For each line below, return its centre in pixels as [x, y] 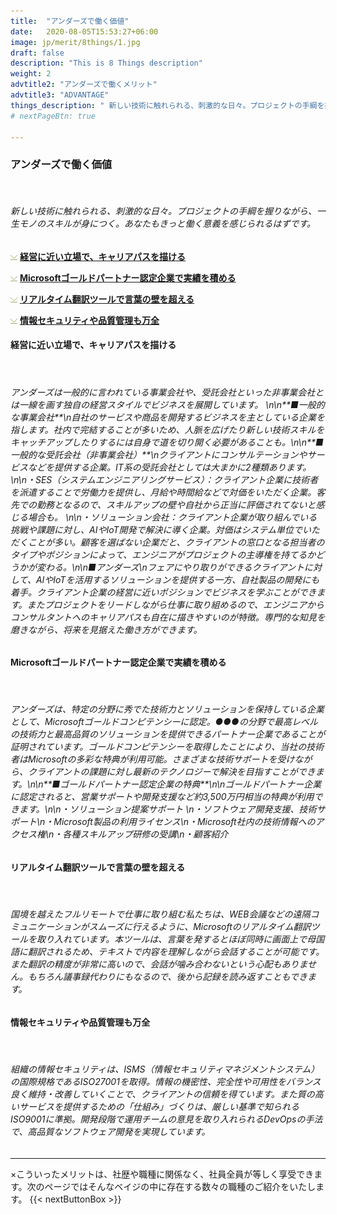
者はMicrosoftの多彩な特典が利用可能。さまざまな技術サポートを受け [152, 759]
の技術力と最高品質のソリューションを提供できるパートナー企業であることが [168, 734]
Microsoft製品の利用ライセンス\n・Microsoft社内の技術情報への [184, 822]
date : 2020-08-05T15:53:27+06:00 [84, 31]
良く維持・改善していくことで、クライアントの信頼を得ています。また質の [162, 1094]
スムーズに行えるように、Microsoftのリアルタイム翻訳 [200, 927]
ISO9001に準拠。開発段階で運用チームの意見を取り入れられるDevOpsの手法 [166, 1119]
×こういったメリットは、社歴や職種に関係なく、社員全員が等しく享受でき [162, 1174]
